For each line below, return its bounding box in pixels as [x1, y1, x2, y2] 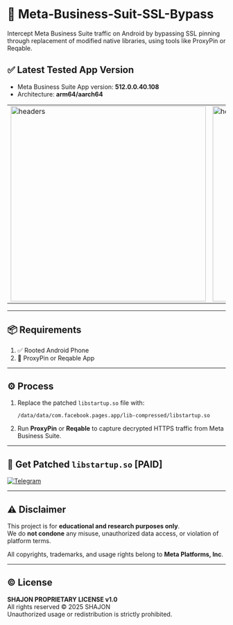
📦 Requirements [7, 324, 82, 336]
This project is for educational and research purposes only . [7, 522, 180, 530]
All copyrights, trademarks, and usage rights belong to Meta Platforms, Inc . [7, 550, 224, 558]
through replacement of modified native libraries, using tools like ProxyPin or [7, 36, 226, 44]
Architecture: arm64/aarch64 [17, 90, 103, 98]
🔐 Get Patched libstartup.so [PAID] [7, 458, 163, 470]
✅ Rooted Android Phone [17, 346, 89, 354]
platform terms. [7, 537, 51, 544]
